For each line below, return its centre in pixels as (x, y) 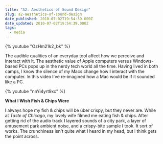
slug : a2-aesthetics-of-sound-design (44, 14)
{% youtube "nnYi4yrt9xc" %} (35, 91)
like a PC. (15, 82)
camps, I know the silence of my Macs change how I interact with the (75, 71)
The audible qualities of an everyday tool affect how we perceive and (75, 56)
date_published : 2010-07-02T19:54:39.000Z (49, 19)
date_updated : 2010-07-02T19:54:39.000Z (47, 23)
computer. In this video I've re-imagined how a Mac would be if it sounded (80, 77)
